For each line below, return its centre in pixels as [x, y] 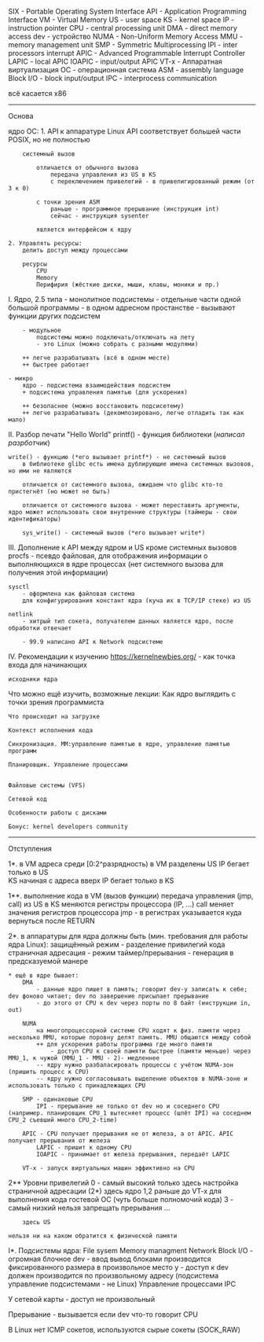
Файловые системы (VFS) [47, 785]
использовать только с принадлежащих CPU [77, 1086]
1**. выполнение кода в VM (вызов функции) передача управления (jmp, [131, 896]
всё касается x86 [37, 93]
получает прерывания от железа [59, 1141]
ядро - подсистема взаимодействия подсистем [96, 385]
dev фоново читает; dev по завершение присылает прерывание [109, 996]
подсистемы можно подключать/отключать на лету [115, 337]
